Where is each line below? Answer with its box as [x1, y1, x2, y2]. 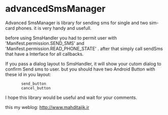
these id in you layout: [5, 71, 52, 77]
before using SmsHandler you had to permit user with [5, 35, 117, 41]
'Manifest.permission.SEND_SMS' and [5, 40, 85, 46]
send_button [21, 81, 47, 86]
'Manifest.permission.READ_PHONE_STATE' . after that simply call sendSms [5, 45, 163, 51]
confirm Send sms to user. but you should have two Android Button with [5, 66, 155, 72]
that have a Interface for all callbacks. [5, 51, 84, 57]
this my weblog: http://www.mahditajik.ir [5, 104, 90, 110]
